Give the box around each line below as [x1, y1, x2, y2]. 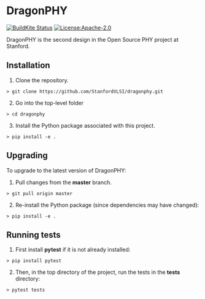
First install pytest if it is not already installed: [15, 246, 131, 254]
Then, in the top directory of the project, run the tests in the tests [15, 268, 180, 276]
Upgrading [6, 150, 48, 161]
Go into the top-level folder [15, 99, 84, 106]
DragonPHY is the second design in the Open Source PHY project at [6, 36, 179, 43]
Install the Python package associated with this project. [15, 122, 155, 129]
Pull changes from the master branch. [15, 179, 112, 186]
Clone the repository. [15, 76, 69, 83]
